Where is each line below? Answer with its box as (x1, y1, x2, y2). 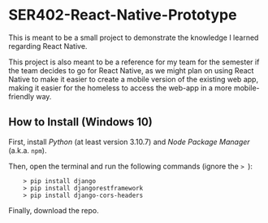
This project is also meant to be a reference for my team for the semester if (8, 57, 260, 67)
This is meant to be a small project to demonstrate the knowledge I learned (8, 33, 259, 42)
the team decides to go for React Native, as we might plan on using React (8, 65, 254, 75)
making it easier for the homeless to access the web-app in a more (8, 83, 232, 93)
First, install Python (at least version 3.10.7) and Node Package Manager (8, 137, 250, 146)
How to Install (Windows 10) (8, 116, 153, 129)
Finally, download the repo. (8, 205, 99, 215)
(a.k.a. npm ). (8, 145, 47, 155)
